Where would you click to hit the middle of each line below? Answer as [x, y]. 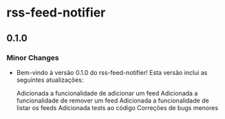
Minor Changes [33, 58]
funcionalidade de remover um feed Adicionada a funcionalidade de [112, 100]
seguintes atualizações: [50, 80]
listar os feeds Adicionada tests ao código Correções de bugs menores [117, 107]
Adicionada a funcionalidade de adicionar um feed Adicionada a [107, 93]
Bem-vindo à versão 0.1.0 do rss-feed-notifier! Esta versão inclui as [112, 72]
